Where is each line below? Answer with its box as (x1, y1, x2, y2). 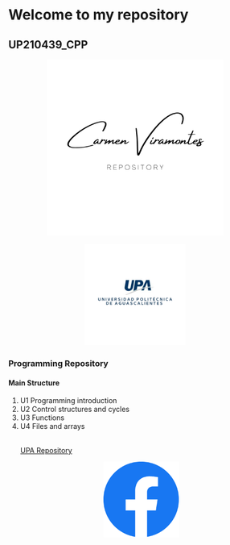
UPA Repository (19, 446, 72, 456)
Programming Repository (8, 357, 109, 368)
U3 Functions (19, 413, 65, 422)
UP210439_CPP (8, 38, 88, 52)
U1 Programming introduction (19, 396, 117, 406)
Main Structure (8, 377, 60, 388)
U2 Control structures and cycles (19, 405, 130, 414)
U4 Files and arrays (19, 422, 85, 431)
